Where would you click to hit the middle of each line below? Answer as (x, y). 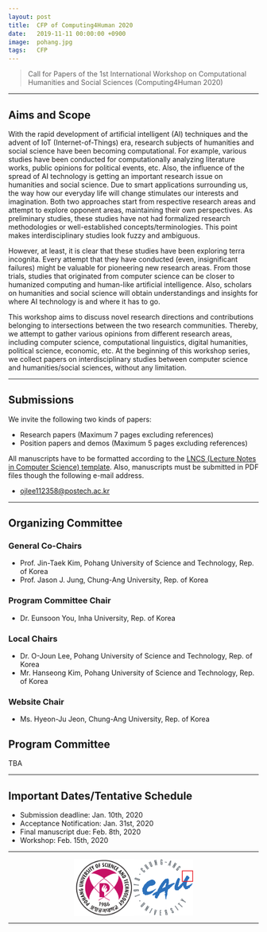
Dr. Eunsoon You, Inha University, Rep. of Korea (98, 618)
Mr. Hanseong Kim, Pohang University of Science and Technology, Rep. (137, 673)
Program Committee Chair (60, 600)
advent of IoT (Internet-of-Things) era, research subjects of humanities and (131, 142)
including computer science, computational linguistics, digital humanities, (128, 342)
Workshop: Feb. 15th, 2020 (64, 840)
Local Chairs (33, 639)
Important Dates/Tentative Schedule (101, 796)
